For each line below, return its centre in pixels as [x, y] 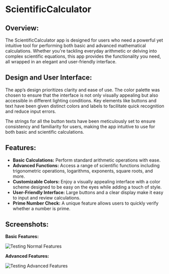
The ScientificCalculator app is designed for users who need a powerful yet [84, 40]
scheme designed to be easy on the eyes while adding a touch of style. [87, 187]
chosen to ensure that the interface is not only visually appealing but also [82, 95]
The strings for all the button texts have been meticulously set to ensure [80, 121]
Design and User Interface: [49, 78]
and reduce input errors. [31, 111]
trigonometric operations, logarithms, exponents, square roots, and [83, 171]
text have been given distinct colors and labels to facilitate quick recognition [85, 106]
